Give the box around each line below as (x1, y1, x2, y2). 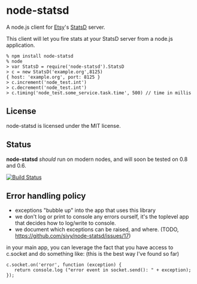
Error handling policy (6, 190, 86, 201)
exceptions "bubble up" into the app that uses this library (14, 207, 156, 214)
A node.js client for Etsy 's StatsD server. (6, 23, 106, 31)
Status (6, 139, 32, 150)
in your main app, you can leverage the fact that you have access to (6, 244, 174, 251)
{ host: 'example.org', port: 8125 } (6, 74, 101, 80)
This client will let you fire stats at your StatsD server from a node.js (6, 35, 174, 42)
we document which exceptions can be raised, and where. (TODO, (14, 226, 179, 233)
